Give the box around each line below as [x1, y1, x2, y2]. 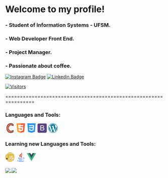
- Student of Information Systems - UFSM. [5, 22, 111, 29]
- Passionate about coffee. [5, 62, 72, 69]
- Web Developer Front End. [5, 35, 75, 42]
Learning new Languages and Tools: [5, 141, 96, 148]
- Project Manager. [5, 49, 52, 56]
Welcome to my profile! [5, 4, 105, 15]
